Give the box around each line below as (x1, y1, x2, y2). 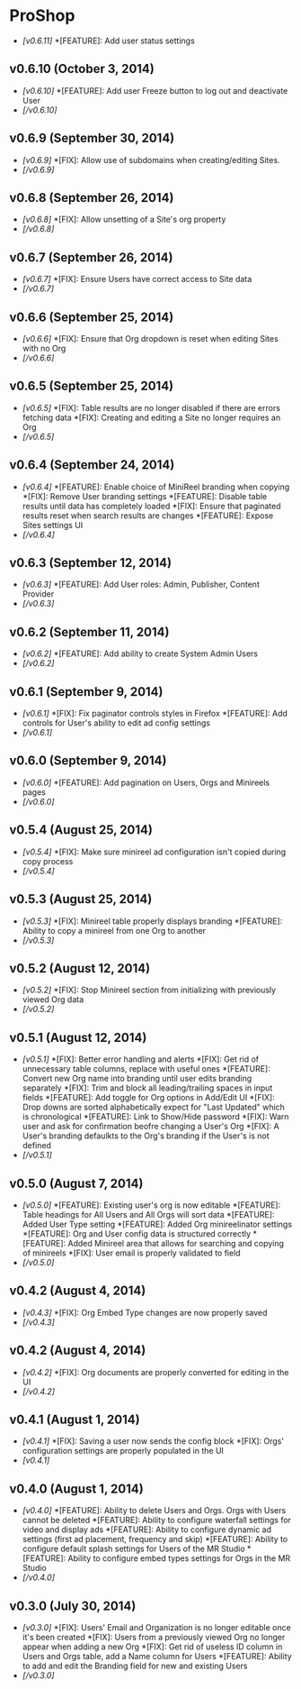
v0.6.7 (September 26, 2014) (9, 250, 173, 265)
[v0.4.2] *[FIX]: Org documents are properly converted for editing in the (22, 1366, 289, 1377)
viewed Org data (22, 994, 84, 1005)
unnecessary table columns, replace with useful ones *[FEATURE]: (22, 1064, 271, 1074)
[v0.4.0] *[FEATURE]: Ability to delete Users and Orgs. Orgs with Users (22, 1505, 287, 1516)
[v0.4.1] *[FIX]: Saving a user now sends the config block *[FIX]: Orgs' (22, 1436, 285, 1447)
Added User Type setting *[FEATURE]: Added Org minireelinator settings (22, 1219, 293, 1229)
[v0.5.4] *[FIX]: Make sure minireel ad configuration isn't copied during (22, 846, 287, 857)
